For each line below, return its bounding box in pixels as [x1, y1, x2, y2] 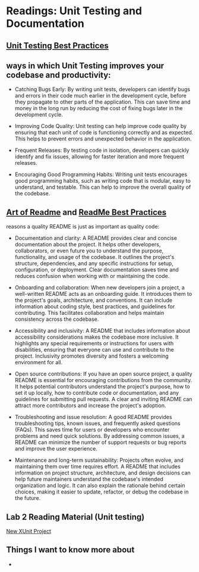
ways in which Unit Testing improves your [6, 61, 165, 71]
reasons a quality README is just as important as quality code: [6, 223, 160, 230]
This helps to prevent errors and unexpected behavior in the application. [14, 135, 192, 142]
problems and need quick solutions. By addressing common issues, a [14, 433, 185, 440]
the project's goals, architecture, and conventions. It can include [14, 296, 173, 304]
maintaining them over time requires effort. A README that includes [14, 463, 181, 470]
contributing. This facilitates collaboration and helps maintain [14, 310, 165, 317]
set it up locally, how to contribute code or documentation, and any [14, 389, 179, 396]
